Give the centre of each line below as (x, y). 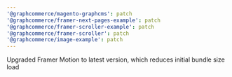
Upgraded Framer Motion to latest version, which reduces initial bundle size (116, 59)
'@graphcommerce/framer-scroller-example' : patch (81, 27)
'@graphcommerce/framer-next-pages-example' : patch (83, 20)
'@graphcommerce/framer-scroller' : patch (68, 33)
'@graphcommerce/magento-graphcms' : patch (69, 14)
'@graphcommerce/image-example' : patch (65, 40)
